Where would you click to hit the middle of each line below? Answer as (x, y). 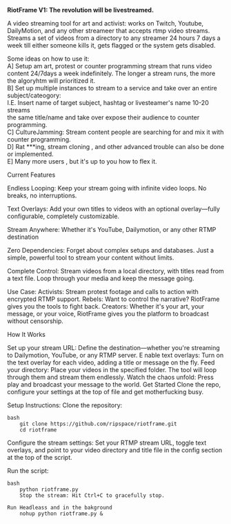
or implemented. (30, 154)
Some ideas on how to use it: (48, 59)
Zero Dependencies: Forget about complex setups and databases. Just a (111, 250)
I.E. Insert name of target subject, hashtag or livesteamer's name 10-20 (108, 103)
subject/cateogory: (34, 95)
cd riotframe (38, 430)
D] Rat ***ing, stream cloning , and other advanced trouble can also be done (116, 147)
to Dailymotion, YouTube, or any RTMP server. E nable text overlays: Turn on (115, 355)
